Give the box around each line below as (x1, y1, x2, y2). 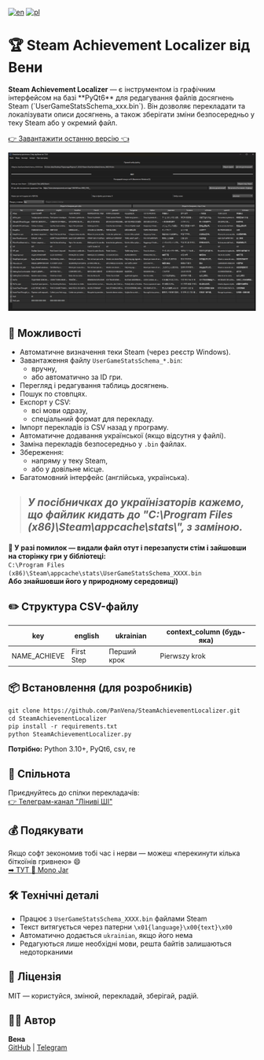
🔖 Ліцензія (8, 970, 61, 984)
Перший (108, 647, 137, 656)
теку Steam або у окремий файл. (8, 118, 118, 127)
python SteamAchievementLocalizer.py (8, 730, 132, 739)
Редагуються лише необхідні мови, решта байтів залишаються (19, 939, 232, 948)
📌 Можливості (8, 327, 82, 340)
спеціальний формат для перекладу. (31, 414, 155, 424)
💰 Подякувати (8, 823, 84, 837)
